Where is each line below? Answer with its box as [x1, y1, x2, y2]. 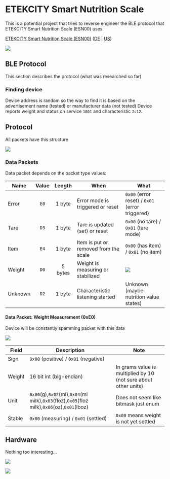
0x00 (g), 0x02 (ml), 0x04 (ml [29, 391, 88, 398]
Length [54, 182, 72, 189]
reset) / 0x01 [125, 197, 154, 204]
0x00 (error [125, 191, 151, 198]
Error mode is [76, 197, 109, 204]
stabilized [76, 272, 100, 280]
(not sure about [115, 377, 153, 384]
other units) [115, 383, 144, 390]
